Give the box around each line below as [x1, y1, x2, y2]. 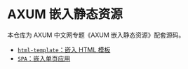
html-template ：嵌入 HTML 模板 [17, 45, 111, 54]
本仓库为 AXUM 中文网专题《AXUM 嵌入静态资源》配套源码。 [7, 31, 185, 39]
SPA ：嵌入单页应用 [17, 54, 71, 63]
